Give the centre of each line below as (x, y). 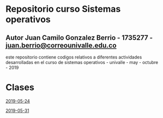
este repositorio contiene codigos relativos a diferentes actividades (74, 57)
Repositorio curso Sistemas (63, 9)
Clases (20, 88)
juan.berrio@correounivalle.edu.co (61, 45)
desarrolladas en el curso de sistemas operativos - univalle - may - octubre (82, 62)
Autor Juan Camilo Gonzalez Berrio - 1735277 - (79, 38)
